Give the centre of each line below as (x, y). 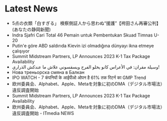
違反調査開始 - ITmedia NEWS (43, 113)
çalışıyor (21, 51)
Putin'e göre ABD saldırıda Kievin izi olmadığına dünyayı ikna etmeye (83, 45)
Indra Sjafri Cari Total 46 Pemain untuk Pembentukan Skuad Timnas (82, 35)
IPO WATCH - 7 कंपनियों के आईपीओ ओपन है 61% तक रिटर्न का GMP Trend (79, 77)
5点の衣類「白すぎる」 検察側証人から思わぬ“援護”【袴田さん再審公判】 (87, 23)
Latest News (31, 9)
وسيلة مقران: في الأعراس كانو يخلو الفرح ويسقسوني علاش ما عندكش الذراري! (86, 67)
